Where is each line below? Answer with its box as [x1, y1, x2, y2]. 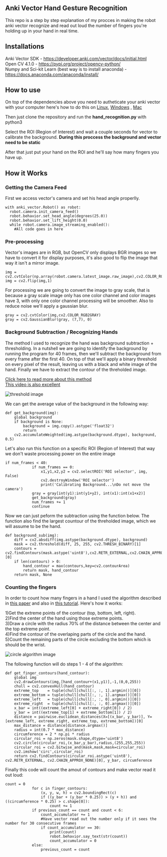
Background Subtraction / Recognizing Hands [5, 329, 118, 336]
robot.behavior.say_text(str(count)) [49, 834, 128, 839]
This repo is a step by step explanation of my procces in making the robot [5, 17, 156, 23]
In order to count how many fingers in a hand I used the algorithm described [5, 595, 162, 601]
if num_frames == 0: [31, 465, 75, 470]
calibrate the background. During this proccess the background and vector [5, 134, 162, 140]
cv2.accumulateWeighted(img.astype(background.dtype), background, [14, 432, 157, 437]
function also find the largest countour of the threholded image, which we [5, 518, 156, 524]
